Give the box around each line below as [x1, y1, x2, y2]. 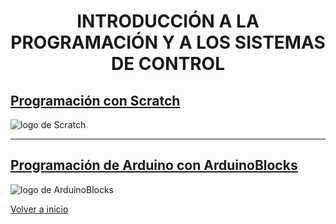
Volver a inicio [10, 203, 69, 215]
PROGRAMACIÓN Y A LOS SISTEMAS [10, 31, 326, 54]
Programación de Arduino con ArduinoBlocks [10, 157, 298, 174]
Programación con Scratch [10, 92, 181, 109]
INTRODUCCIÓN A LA [76, 10, 260, 33]
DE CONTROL [111, 53, 225, 75]
